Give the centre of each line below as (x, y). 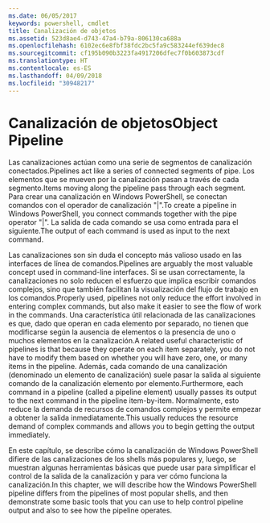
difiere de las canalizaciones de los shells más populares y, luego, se (123, 459)
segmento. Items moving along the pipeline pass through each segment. (127, 188)
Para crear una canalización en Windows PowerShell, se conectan (118, 197)
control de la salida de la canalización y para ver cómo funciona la (118, 476)
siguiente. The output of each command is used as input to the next (119, 231)
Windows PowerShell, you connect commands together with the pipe (123, 214)
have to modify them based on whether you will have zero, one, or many (128, 358)
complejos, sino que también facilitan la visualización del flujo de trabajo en (133, 289)
